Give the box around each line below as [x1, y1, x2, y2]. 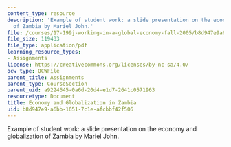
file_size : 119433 [7, 36, 60, 43]
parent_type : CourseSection [7, 80, 88, 87]
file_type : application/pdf [7, 42, 88, 49]
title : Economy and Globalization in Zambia [7, 100, 137, 106]
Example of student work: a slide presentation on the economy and [7, 124, 197, 133]
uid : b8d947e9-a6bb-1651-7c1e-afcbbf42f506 [7, 106, 134, 113]
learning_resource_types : [7, 49, 81, 56]
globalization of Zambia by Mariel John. [7, 132, 119, 140]
